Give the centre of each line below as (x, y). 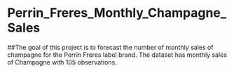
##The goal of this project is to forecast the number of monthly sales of (110, 47)
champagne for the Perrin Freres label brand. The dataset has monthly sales (117, 55)
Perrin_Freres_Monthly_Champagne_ (117, 13)
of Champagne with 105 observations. (62, 62)
